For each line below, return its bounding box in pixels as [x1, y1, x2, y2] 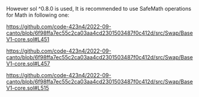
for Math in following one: [6, 11, 70, 19]
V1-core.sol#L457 [6, 60, 50, 67]
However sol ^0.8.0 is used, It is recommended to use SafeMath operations [6, 5, 192, 12]
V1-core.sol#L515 [6, 84, 49, 92]
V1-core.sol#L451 [6, 36, 50, 43]
